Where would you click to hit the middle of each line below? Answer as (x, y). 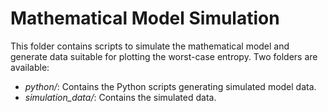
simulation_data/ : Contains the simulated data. (120, 97)
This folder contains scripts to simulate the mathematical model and (150, 46)
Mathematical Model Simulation (145, 18)
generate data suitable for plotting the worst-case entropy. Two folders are (164, 56)
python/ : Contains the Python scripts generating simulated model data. (170, 86)
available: (30, 67)
